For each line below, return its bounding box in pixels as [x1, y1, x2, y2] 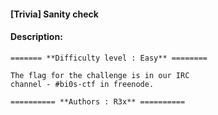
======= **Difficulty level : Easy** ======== [10, 53, 208, 63]
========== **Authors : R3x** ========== [10, 96, 186, 107]
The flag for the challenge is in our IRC [10, 70, 190, 80]
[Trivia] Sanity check [10, 8, 99, 20]
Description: [10, 31, 63, 43]
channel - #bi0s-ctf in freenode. [10, 79, 155, 89]
